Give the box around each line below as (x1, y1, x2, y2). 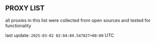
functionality (5, 22, 31, 28)
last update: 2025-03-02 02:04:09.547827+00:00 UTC (5, 32, 114, 38)
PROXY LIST (5, 4, 45, 12)
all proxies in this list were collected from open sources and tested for (5, 17, 151, 23)
